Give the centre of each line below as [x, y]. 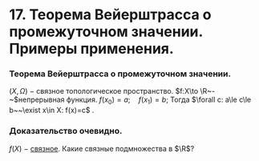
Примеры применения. [92, 49]
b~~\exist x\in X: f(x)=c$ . [52, 111]
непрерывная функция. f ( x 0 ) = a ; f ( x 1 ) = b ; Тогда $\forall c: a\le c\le [135, 101]
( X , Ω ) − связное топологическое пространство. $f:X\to [104, 91]
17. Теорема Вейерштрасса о [110, 15]
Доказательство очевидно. [66, 131]
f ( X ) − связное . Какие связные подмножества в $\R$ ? [102, 148]
